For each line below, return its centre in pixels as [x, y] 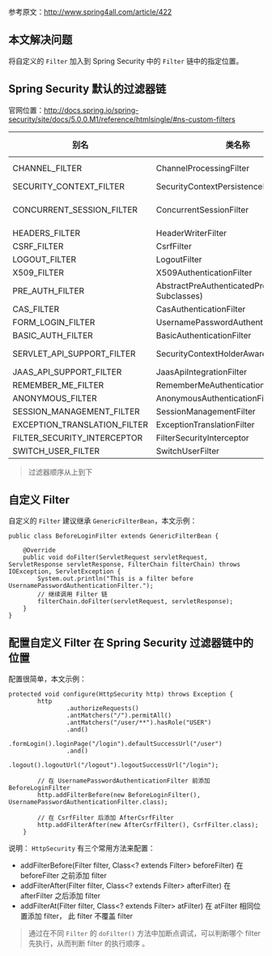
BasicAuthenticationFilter [204, 335]
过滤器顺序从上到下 [60, 472]
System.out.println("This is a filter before [116, 579]
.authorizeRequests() [102, 709]
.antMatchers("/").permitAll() [119, 716]
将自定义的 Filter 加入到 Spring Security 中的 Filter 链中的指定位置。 [126, 61]
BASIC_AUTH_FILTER [53, 335]
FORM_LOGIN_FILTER [54, 322]
